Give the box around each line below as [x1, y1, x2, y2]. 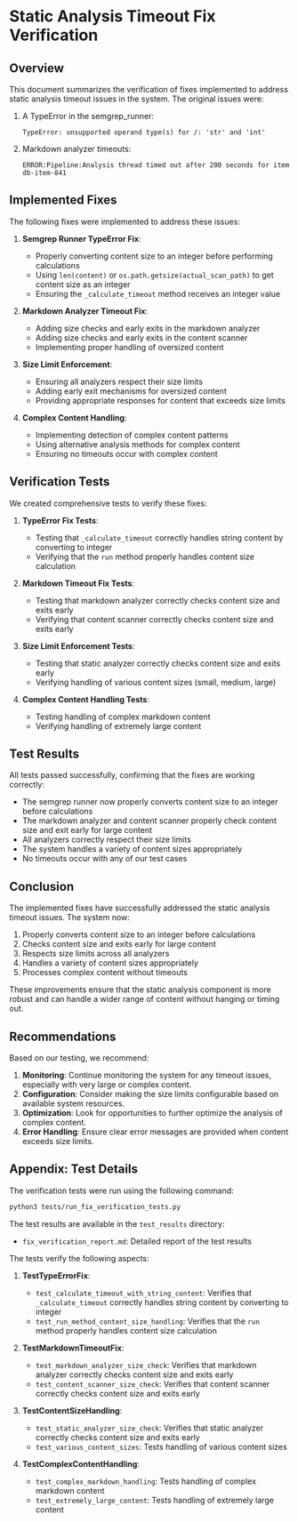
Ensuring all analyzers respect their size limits [35, 376, 203, 387]
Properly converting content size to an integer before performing [35, 251, 273, 261]
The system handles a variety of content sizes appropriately [21, 844, 243, 854]
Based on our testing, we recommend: [9, 1053, 149, 1063]
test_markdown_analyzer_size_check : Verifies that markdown [35, 1359, 257, 1370]
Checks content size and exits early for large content [21, 939, 216, 949]
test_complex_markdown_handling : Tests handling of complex [35, 1476, 256, 1486]
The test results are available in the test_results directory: [9, 1218, 225, 1229]
